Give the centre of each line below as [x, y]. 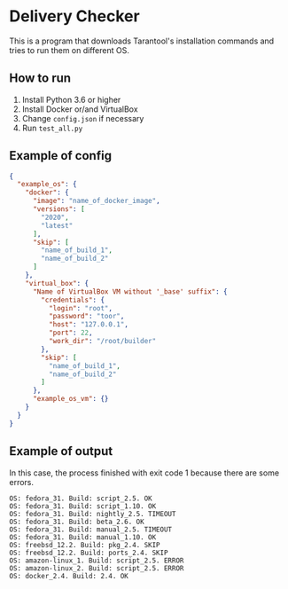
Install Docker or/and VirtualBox [80, 109]
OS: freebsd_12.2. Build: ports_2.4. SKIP [89, 553]
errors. [21, 482]
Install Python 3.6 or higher [71, 99]
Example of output [61, 451]
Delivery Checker [74, 16]
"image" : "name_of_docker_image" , [97, 201]
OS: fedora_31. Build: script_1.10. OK [83, 506]
